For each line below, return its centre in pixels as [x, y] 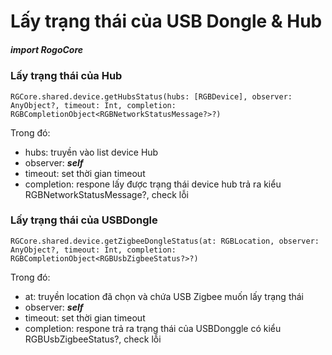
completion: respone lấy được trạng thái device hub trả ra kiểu [153, 184]
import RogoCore [47, 49]
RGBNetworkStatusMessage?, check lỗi [106, 194]
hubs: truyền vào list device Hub [91, 152]
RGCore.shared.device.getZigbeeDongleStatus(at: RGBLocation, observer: [165, 241]
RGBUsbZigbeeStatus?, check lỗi [93, 339]
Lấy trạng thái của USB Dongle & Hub [166, 21]
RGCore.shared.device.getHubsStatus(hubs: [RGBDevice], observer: [151, 96]
